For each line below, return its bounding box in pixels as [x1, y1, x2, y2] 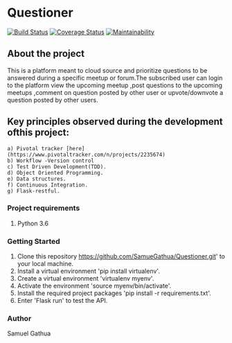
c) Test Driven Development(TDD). [7, 163, 107, 170]
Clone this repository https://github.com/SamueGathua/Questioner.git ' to [17, 252, 225, 261]
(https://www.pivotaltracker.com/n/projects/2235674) [7, 151, 166, 158]
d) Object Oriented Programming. [7, 169, 104, 176]
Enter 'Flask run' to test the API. [17, 297, 108, 305]
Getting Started [7, 236, 60, 246]
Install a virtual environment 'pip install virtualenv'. [17, 267, 161, 275]
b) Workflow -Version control [7, 157, 95, 164]
